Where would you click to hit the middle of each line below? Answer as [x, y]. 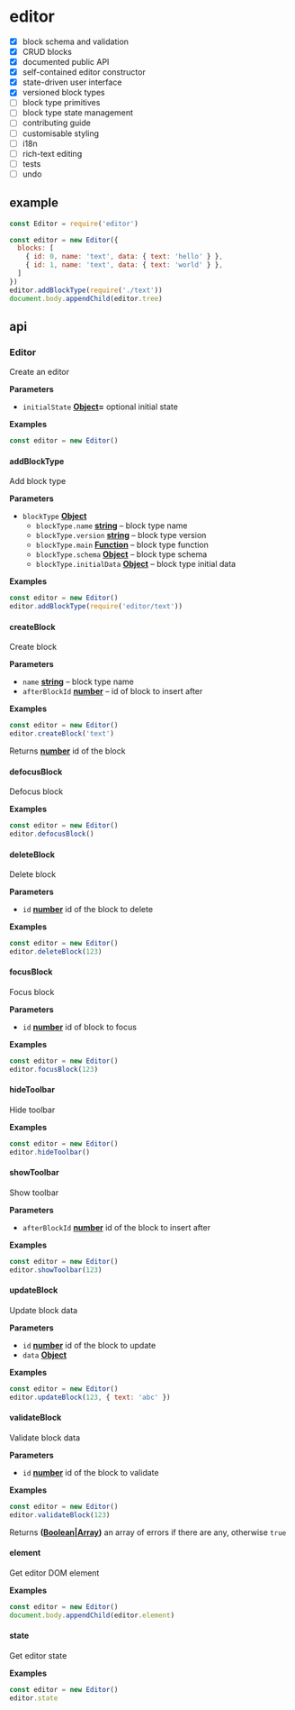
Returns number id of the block [67, 751]
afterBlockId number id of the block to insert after [116, 1227]
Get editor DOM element [54, 1573]
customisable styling [61, 133]
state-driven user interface [72, 82]
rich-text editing [52, 153]
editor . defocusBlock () [52, 834]
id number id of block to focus [80, 1027]
